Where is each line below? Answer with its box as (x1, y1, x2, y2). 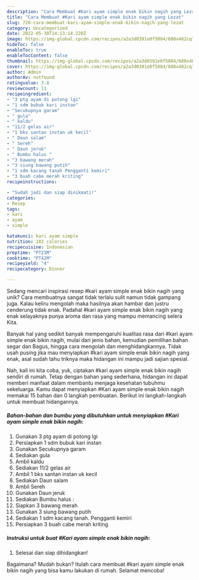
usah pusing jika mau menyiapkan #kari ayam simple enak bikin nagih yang (6, 349, 190, 356)
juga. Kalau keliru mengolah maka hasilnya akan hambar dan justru (6, 300, 169, 307)
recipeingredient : (6, 91, 52, 97)
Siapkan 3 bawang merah (15, 501, 78, 509)
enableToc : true (6, 47, 47, 53)
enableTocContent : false (6, 53, 68, 58)
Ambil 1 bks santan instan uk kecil (15, 470, 97, 477)
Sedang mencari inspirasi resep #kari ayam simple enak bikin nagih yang (6, 288, 184, 294)
